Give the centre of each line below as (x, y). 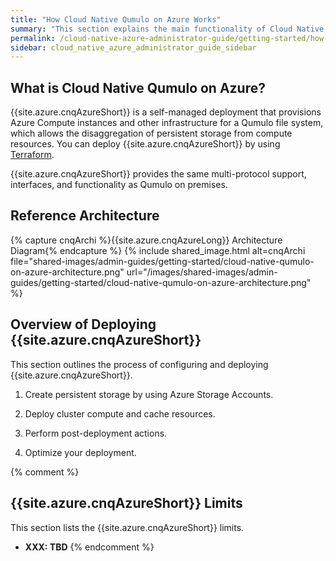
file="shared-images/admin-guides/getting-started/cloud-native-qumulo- (162, 261)
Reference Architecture (85, 216)
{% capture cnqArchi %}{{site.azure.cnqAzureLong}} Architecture (146, 240)
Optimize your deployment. (80, 452)
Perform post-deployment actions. (96, 433)
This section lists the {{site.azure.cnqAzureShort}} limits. (127, 527)
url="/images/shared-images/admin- (202, 272)
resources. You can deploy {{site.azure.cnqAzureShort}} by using (145, 144)
